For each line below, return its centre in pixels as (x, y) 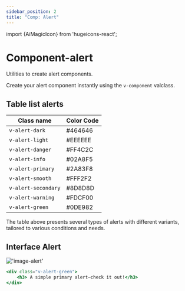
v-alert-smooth (30, 179)
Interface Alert (34, 246)
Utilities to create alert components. (49, 74)
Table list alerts (35, 104)
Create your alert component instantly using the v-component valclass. (91, 86)
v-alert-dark (27, 131)
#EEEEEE (79, 140)
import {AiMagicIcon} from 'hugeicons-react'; (62, 34)
